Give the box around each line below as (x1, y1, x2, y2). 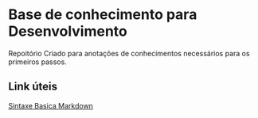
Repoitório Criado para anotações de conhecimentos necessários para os (8, 48, 250, 58)
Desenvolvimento (8, 22, 127, 40)
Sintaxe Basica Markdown (8, 101, 94, 110)
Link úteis (8, 80, 58, 93)
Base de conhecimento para (8, 6, 197, 24)
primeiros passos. (8, 57, 68, 67)
